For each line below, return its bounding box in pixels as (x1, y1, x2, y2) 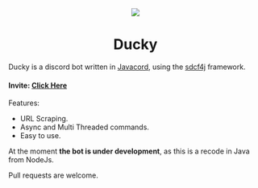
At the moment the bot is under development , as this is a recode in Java (8, 146, 250, 156)
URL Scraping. (19, 114, 69, 124)
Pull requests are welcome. (8, 170, 98, 180)
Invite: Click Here (8, 80, 68, 90)
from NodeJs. (8, 155, 54, 165)
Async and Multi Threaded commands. (19, 122, 149, 132)
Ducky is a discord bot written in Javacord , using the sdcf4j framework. (8, 62, 246, 72)
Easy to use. (19, 131, 61, 141)
